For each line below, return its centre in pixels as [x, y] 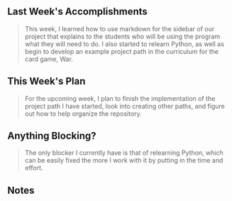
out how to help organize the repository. [83, 114]
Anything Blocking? [52, 136]
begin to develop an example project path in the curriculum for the [121, 51]
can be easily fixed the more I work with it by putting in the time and [124, 161]
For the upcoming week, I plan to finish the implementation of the [120, 98]
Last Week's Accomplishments [77, 12]
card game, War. [49, 59]
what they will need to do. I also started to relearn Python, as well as [125, 44]
